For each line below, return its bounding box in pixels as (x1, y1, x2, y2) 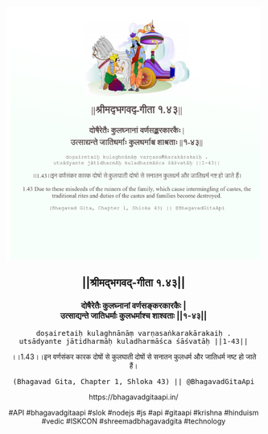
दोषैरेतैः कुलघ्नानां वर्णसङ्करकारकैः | (80, 300, 187, 312)
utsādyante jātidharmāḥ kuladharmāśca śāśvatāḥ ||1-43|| (19, 337, 249, 345)
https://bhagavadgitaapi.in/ (89, 392, 179, 402)
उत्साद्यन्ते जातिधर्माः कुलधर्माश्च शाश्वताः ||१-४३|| (60, 310, 208, 321)
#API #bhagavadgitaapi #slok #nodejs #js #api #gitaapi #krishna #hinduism (8, 407, 259, 417)
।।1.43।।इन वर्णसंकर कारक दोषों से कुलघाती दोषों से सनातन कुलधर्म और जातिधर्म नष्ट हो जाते (10, 352, 257, 362)
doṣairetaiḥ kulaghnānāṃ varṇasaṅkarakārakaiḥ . (35, 329, 232, 337)
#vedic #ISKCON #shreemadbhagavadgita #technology (41, 416, 226, 426)
